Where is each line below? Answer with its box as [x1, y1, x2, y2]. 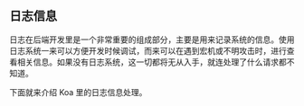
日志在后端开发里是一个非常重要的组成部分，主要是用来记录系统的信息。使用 [9, 34, 295, 45]
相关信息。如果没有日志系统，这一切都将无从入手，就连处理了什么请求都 [16, 57, 287, 67]
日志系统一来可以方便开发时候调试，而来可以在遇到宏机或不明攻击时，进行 [9, 45, 287, 56]
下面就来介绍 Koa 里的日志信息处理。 [9, 86, 147, 97]
